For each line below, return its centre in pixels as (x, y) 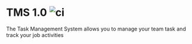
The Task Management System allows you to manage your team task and (96, 29)
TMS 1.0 (27, 13)
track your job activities (35, 35)
